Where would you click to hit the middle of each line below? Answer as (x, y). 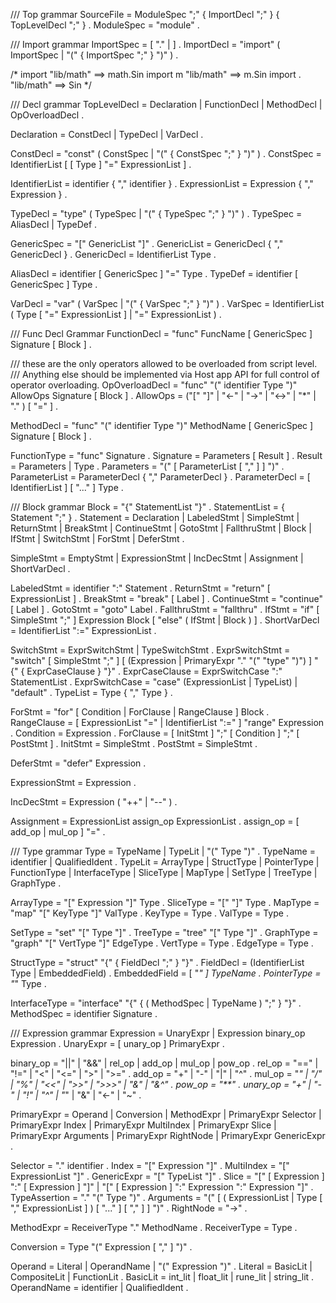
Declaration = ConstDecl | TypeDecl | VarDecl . (107, 134)
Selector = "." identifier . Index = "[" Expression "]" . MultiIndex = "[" (150, 1165)
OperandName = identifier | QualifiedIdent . (99, 1287)
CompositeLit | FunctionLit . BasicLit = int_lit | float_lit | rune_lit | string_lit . (162, 1277)
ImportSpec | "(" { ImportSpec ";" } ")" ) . (94, 55)
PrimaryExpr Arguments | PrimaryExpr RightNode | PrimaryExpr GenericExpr (168, 1135)
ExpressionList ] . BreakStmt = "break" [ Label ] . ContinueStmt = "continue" (166, 598)
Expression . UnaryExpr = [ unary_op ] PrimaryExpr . (117, 1043)
